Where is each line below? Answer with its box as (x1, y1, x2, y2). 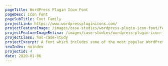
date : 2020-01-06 (5, 53, 41, 59)
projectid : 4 (5, 49, 32, 54)
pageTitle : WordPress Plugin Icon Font (5, 7, 88, 12)
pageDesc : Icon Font (5, 12, 48, 17)
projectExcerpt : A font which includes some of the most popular (5, 40, 144, 45)
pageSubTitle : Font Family (5, 16, 61, 21)
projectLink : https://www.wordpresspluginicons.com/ (5, 21, 117, 26)
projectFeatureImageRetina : (5, 30, 64, 35)
